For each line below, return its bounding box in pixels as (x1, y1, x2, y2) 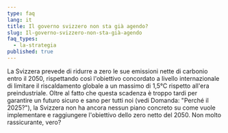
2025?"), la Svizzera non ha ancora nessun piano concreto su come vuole (7, 104, 216, 112)
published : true (7, 49, 53, 56)
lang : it (7, 16, 32, 23)
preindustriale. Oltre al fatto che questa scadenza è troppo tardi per (7, 88, 198, 97)
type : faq (7, 10, 36, 17)
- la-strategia (13, 42, 57, 49)
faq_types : (7, 36, 38, 43)
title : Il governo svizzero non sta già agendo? (7, 23, 149, 29)
